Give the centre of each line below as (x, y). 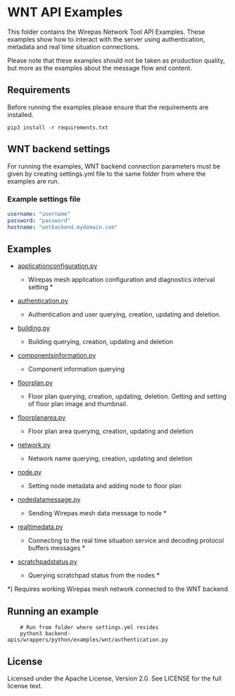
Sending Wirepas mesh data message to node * (97, 513)
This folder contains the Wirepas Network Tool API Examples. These (106, 32)
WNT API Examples (65, 12)
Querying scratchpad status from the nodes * (94, 575)
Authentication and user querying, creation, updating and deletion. (125, 315)
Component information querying (76, 369)
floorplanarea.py (42, 417)
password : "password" (39, 220)
